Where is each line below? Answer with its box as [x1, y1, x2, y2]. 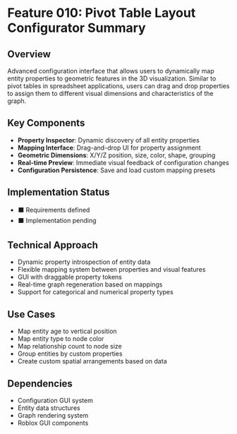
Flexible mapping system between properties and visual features [17, 265, 206, 274]
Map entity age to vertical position [17, 327, 118, 336]
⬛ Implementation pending [17, 216, 97, 224]
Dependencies [7, 378, 73, 390]
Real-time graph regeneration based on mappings [17, 280, 163, 289]
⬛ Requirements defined [17, 205, 90, 214]
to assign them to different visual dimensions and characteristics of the [7, 90, 214, 97]
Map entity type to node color [17, 334, 104, 343]
